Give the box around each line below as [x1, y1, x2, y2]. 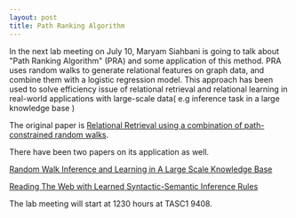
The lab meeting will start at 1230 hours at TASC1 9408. [9, 198, 213, 209]
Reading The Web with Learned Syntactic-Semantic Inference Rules [9, 181, 259, 191]
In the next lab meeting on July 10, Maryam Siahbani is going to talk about [9, 45, 280, 56]
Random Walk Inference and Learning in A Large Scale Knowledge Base [9, 164, 273, 174]
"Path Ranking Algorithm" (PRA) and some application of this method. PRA [9, 55, 282, 66]
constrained [9, 129, 53, 140]
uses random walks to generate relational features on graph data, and [9, 64, 265, 76]
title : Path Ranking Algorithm [9, 21, 125, 30]
